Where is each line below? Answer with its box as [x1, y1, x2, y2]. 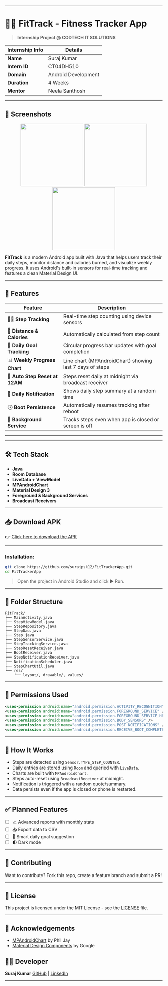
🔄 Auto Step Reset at [7, 373, 58, 380]
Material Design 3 [12, 487, 50, 493]
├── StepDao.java [5, 628, 41, 633]
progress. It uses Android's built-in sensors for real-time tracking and [5, 265, 148, 271]
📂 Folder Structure [5, 597, 63, 606]
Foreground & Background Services [12, 493, 88, 499]
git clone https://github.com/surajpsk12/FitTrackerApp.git [5, 565, 133, 570]
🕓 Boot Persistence [7, 404, 56, 411]
